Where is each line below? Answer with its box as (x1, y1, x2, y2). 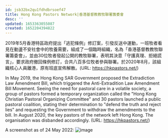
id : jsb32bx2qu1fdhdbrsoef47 (5, 7, 66, 12)
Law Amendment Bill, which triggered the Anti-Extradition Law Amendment (5, 80, 160, 86)
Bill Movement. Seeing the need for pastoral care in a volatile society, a (5, 86, 151, 92)
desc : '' (5, 16, 23, 21)
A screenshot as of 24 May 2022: (5, 127, 74, 133)
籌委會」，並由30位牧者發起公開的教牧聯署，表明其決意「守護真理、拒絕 (9, 53, 157, 59)
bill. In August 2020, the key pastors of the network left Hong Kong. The (5, 112, 153, 118)
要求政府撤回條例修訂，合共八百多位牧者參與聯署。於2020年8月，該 (15, 59, 157, 65)
